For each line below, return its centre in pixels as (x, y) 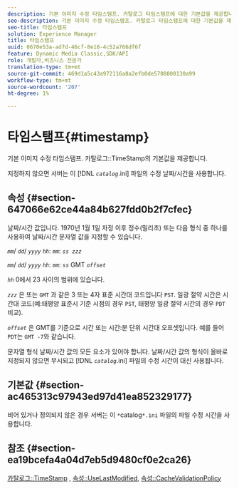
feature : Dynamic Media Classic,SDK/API (68, 54)
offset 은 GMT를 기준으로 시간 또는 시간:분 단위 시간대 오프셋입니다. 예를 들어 (116, 327)
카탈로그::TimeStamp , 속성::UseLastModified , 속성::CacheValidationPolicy (115, 478)
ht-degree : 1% (28, 93)
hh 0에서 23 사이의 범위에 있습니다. (56, 279)
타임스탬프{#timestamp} (78, 137)
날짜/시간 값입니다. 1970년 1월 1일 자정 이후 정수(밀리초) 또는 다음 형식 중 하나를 (117, 227)
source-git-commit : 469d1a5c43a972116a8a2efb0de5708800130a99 (101, 73)
